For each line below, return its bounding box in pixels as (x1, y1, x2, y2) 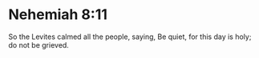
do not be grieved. (8, 40, 70, 49)
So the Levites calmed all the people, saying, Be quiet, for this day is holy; (8, 32, 252, 41)
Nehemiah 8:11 (8, 6, 108, 24)
